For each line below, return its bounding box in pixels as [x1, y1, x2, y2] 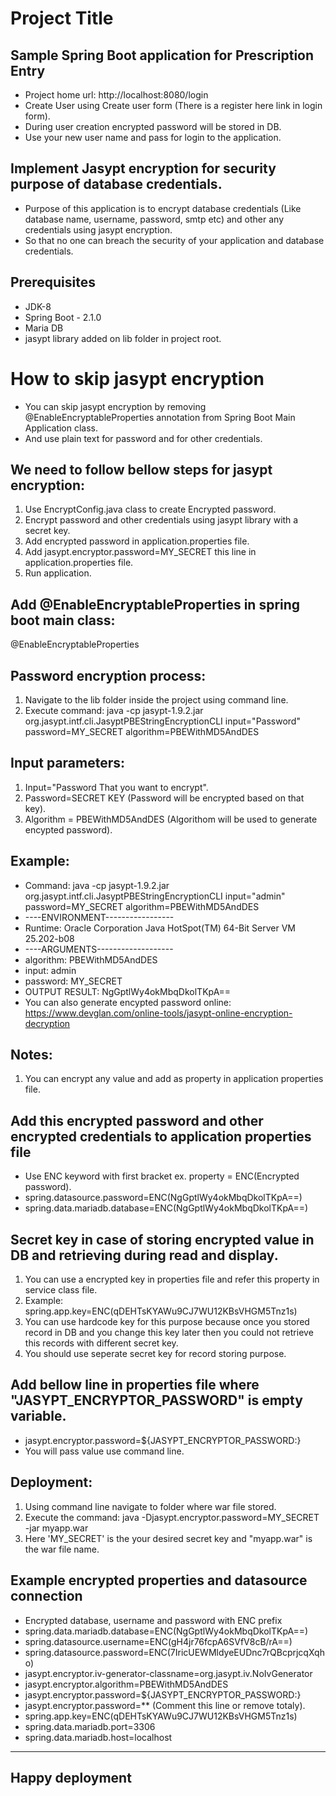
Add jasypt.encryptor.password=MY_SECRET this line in [24, 546, 257, 558]
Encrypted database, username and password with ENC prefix [24, 1614, 283, 1626]
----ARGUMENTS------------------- [24, 943, 174, 955]
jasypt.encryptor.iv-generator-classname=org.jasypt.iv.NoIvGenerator [24, 1667, 313, 1679]
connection [10, 1588, 83, 1605]
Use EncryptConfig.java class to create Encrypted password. [24, 503, 277, 516]
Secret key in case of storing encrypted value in [10, 1231, 315, 1248]
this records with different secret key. [24, 1337, 179, 1349]
